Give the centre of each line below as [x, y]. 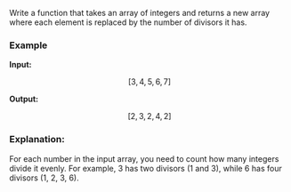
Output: [24, 99]
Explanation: [37, 140]
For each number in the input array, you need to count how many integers [144, 158]
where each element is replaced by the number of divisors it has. [128, 22]
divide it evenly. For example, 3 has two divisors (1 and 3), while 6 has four [145, 168]
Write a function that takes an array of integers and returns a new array [139, 13]
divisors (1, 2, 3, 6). [44, 178]
